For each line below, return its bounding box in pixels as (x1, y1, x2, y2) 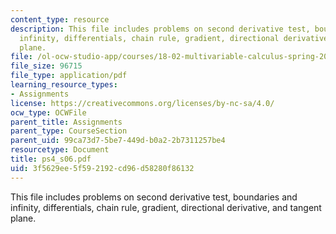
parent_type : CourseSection (10, 126, 128, 136)
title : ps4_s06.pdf (10, 154, 92, 164)
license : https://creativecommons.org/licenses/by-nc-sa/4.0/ (10, 98, 275, 108)
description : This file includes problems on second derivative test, (10, 24, 311, 34)
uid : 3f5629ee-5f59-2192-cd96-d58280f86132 (10, 163, 195, 173)
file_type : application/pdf (10, 71, 128, 81)
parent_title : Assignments (10, 117, 123, 127)
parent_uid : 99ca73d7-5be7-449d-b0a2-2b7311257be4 (10, 136, 226, 146)
